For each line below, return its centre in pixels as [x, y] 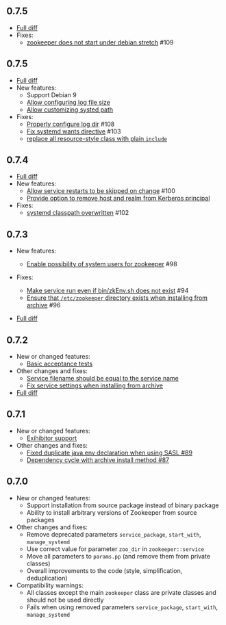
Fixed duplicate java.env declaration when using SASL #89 [110, 452]
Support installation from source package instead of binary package [123, 505]
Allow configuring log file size [68, 102]
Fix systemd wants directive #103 [74, 131]
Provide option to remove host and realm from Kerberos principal [118, 199]
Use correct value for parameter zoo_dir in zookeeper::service [115, 549]
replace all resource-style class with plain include [97, 138]
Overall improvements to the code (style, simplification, [104, 570]
